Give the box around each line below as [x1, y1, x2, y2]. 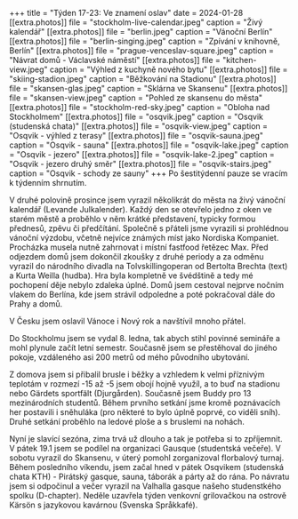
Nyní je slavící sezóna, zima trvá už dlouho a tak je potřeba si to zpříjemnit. [9, 434, 283, 443]
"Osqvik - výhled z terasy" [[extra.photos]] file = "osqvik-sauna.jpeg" [9, 131, 264, 140]
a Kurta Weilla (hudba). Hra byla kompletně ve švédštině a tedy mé [9, 270, 254, 281]
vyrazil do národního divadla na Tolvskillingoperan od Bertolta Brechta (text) [9, 261, 288, 271]
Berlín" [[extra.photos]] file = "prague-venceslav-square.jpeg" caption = [9, 45, 274, 56]
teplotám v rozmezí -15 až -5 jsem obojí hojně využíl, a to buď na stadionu [9, 379, 280, 389]
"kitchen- [221, 55, 257, 65]
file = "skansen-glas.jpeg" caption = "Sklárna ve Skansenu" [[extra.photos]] [9, 84, 288, 93]
